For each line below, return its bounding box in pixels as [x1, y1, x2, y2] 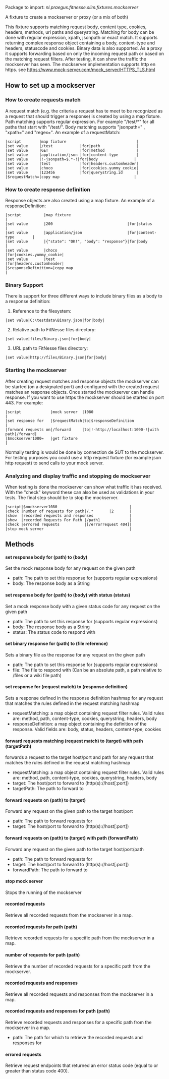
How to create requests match [5, 96, 81, 103]
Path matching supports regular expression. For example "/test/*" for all [5, 118, 155, 125]
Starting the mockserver [5, 367, 67, 374]
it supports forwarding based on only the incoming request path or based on [5, 50, 164, 56]
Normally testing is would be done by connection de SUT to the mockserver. [5, 449, 164, 455]
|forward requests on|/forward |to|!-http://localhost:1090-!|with [5, 427, 159, 432]
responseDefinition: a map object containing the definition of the [12, 721, 147, 727]
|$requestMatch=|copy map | [5, 174, 137, 179]
